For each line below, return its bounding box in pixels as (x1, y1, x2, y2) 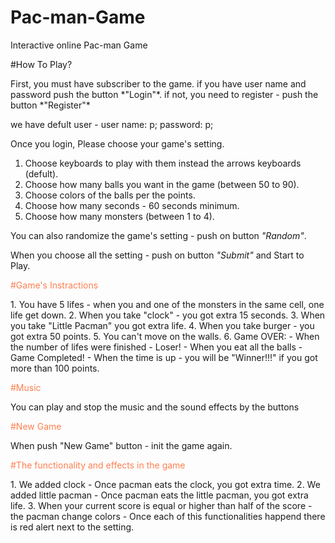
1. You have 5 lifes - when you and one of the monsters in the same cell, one (10, 298, 325, 310)
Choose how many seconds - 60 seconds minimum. (24, 199, 240, 211)
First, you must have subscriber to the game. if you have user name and (10, 77, 307, 90)
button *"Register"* (10, 99, 91, 111)
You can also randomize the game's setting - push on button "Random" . (10, 229, 307, 241)
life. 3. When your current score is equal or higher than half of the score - (10, 499, 313, 511)
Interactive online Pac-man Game (10, 39, 148, 51)
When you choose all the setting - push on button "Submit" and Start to (10, 249, 305, 261)
